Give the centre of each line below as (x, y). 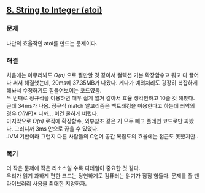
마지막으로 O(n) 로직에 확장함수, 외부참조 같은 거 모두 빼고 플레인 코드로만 (95, 121)
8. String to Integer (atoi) (54, 10)
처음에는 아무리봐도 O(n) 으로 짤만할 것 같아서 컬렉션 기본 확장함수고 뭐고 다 (97, 75)
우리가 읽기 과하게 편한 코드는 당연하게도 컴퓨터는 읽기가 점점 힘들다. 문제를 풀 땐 (103, 176)
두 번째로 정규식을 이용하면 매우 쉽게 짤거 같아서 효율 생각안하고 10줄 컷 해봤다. (101, 98)
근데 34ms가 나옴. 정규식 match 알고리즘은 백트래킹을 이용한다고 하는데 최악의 (101, 105)
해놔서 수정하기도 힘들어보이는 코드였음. (54, 90)
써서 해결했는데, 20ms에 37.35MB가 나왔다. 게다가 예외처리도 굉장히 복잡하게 (105, 83)
